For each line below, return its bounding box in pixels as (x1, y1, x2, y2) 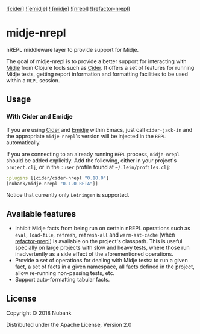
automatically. (6, 138, 41, 146)
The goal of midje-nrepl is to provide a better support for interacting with (6, 57, 187, 65)
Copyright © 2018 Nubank (6, 309, 72, 317)
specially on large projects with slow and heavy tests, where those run (14, 244, 190, 252)
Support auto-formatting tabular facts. (14, 276, 110, 283)
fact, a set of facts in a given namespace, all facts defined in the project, (14, 263, 195, 270)
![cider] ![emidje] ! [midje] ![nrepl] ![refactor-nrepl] (6, 5, 131, 12)
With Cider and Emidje (6, 113, 73, 121)
